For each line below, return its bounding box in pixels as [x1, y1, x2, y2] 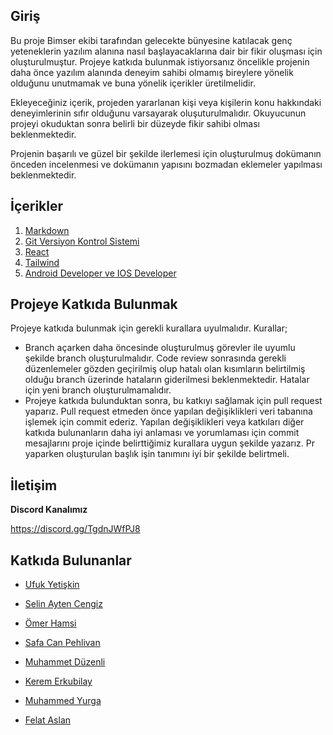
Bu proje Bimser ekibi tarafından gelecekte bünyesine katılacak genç [10, 34, 293, 46]
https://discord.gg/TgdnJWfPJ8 [10, 523, 141, 535]
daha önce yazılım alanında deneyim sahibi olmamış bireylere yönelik [10, 66, 294, 78]
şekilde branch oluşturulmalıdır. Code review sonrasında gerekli [24, 352, 287, 364]
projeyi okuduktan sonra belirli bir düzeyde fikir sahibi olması [10, 117, 261, 129]
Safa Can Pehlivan [24, 637, 101, 649]
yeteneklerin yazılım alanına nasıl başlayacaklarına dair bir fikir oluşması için [10, 45, 323, 57]
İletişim [10, 477, 58, 494]
